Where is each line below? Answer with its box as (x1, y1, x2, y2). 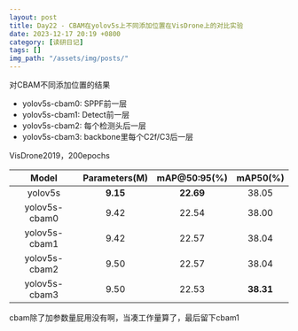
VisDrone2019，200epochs (9, 150, 111, 160)
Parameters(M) (82, 172, 149, 184)
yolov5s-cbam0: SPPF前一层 (21, 98, 128, 109)
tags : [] (9, 46, 42, 55)
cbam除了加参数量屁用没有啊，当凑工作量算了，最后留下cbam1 (9, 312, 239, 323)
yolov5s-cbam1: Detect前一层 (21, 110, 130, 119)
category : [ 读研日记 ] (9, 37, 84, 47)
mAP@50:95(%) (156, 172, 228, 184)
